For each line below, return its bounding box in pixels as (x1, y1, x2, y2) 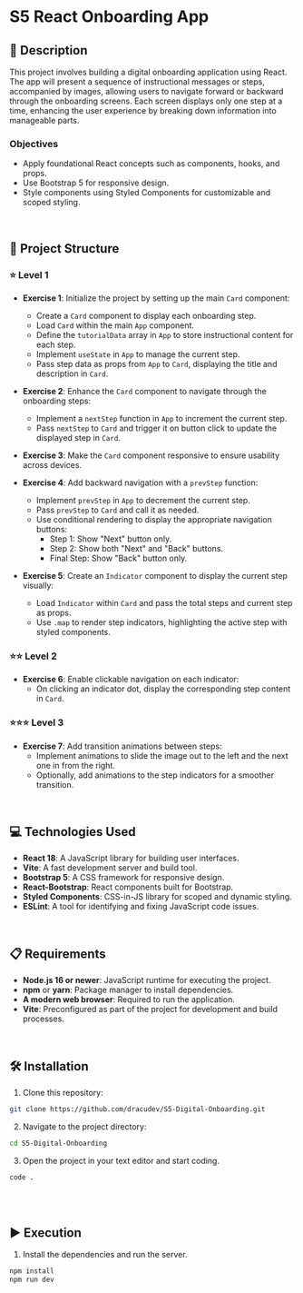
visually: (22, 580, 54, 591)
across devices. (22, 459, 83, 470)
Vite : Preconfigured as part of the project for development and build (22, 1004, 279, 1015)
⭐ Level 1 (9, 268, 49, 281)
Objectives (9, 137, 59, 150)
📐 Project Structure (9, 241, 120, 256)
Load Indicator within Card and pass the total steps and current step (35, 597, 293, 608)
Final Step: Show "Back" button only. (49, 552, 188, 563)
